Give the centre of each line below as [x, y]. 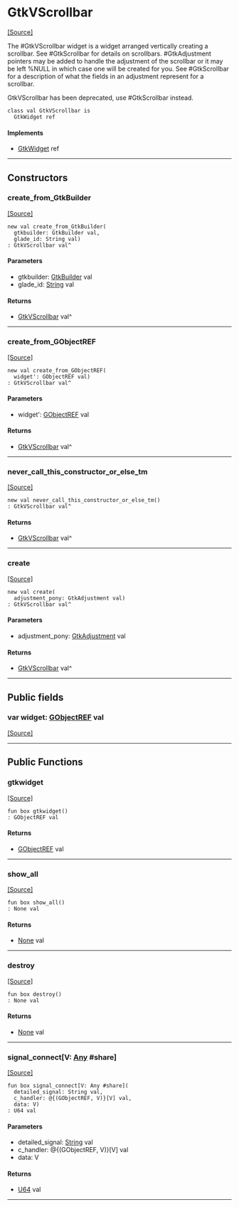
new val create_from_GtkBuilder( [57, 226]
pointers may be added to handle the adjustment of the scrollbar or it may [115, 61]
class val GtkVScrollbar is [49, 111]
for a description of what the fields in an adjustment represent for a [106, 76]
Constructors [38, 178]
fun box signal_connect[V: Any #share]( [68, 1086]
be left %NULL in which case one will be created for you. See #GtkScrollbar [118, 68]
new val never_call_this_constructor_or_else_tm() [84, 500]
